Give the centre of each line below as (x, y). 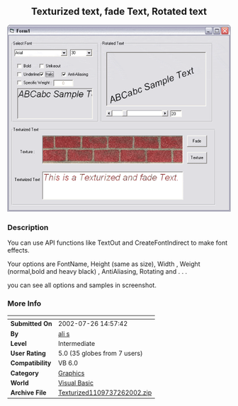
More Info (24, 303)
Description (28, 227)
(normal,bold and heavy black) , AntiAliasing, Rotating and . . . (97, 272)
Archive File (28, 393)
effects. (18, 250)
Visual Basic (76, 383)
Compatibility (31, 363)
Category (24, 373)
